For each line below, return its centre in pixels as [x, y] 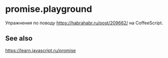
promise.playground [49, 9]
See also [19, 38]
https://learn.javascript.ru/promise [41, 50]
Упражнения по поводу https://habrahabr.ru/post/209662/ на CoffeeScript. [84, 23]
